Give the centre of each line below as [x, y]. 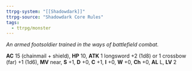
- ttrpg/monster [31, 28]
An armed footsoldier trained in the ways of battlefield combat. [82, 45]
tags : [13, 22]
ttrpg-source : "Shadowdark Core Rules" [55, 17]
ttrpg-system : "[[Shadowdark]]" [46, 11]
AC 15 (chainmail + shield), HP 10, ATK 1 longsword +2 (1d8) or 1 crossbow [96, 56]
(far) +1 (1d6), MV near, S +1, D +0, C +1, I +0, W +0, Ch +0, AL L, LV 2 [92, 62]
